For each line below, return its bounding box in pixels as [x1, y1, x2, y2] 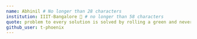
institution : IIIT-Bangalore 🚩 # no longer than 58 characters [6, 14, 164, 19]
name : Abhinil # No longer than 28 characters [6, 8, 122, 14]
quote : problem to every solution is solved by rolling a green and [6, 19, 177, 25]
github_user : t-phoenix [6, 24, 64, 30]
